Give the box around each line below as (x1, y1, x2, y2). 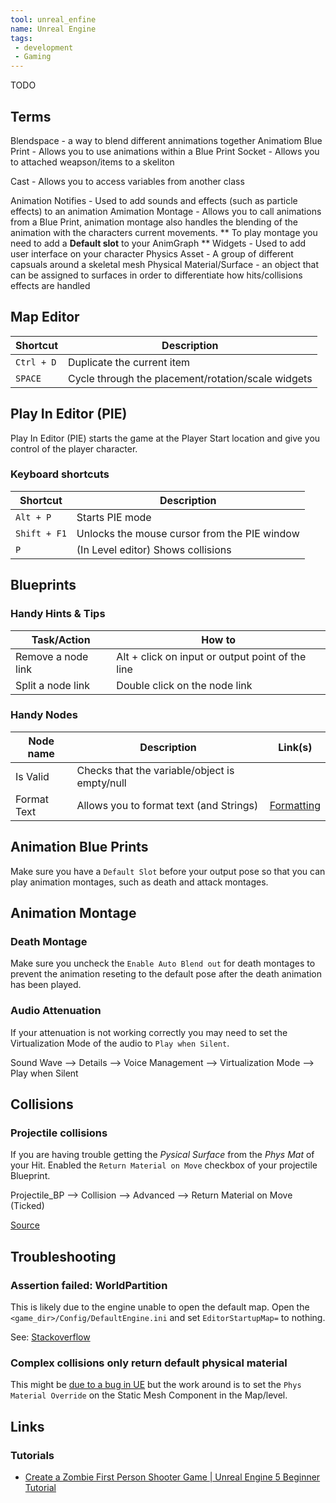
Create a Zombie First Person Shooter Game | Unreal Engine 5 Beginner (24, 1471, 321, 1483)
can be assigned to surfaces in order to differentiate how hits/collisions (10, 269, 303, 281)
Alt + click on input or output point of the (116, 649, 307, 663)
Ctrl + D (15, 356, 57, 368)
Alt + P (15, 511, 52, 523)
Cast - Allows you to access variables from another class (10, 175, 245, 187)
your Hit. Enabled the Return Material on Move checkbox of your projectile (10, 1159, 318, 1171)
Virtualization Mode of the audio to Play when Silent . (10, 1037, 230, 1049)
